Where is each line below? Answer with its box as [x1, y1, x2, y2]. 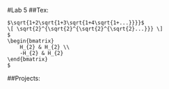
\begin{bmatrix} [7, 38, 54, 44]
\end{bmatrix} [7, 56, 49, 63]
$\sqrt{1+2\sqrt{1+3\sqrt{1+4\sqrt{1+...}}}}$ [7, 19, 145, 26]
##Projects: [7, 74, 40, 82]
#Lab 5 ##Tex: [7, 6, 49, 14]
